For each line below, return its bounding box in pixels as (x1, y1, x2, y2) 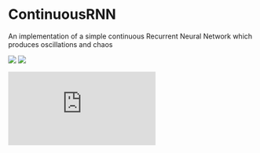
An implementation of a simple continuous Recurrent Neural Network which (8, 31, 253, 41)
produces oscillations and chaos (8, 39, 113, 49)
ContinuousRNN (8, 5, 116, 24)
